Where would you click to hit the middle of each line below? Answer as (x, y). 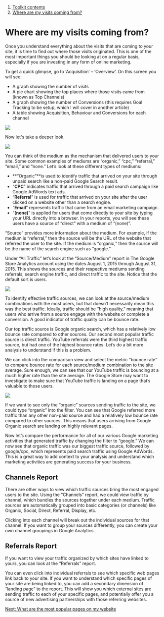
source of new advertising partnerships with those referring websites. (76, 599)
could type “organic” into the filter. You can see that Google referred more (80, 410)
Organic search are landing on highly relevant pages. (59, 426)
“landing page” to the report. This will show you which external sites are (78, 589)
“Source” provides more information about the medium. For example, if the (81, 233)
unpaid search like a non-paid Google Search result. (65, 181)
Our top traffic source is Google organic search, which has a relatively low (80, 329)
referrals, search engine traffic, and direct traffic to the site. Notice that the (81, 274)
